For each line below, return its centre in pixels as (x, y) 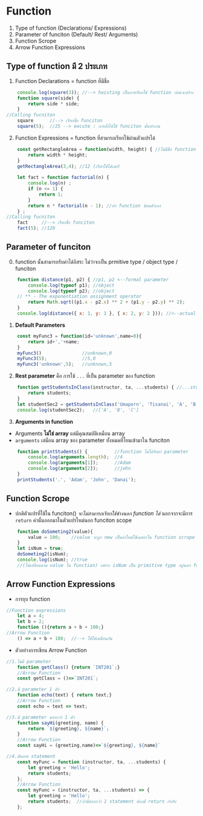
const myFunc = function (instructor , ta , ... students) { (92, 762)
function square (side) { (48, 98)
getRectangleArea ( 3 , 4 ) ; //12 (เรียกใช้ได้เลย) (69, 166)
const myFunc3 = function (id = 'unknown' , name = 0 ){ (79, 336)
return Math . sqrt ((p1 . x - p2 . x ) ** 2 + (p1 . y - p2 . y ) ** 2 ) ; (107, 302)
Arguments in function (44, 421)
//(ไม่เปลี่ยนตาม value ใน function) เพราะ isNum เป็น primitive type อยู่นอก (104, 565)
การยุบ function (32, 599)
